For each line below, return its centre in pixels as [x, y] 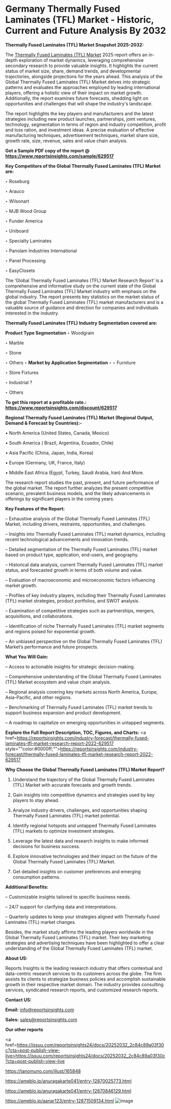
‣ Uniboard [17, 231]
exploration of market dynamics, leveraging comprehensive [81, 60]
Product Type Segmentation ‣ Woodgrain [50, 332]
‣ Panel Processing [26, 260]
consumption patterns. [36, 877]
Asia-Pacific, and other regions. [39, 697]
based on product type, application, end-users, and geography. [72, 554]
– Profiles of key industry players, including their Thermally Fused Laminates [86, 595]
